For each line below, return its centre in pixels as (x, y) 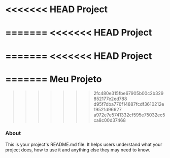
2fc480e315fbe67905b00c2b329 (129, 93)
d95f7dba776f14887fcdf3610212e (129, 104)
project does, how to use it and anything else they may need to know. (78, 150)
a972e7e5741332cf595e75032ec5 (129, 115)
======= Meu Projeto (54, 79)
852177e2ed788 (110, 99)
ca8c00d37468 (110, 120)
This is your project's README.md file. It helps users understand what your (84, 144)
